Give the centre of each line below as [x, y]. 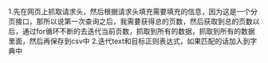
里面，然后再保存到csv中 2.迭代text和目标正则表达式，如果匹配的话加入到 [129, 41]
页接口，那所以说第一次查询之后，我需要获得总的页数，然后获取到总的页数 [130, 21]
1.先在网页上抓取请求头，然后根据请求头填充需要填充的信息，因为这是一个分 [133, 11]
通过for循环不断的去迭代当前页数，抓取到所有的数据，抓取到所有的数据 [138, 31]
